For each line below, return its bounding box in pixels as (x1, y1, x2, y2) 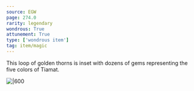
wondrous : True (6, 25, 45, 32)
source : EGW (6, 8, 36, 15)
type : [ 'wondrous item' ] (6, 37, 69, 43)
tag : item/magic (6, 43, 47, 49)
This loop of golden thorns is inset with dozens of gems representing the (6, 59, 188, 67)
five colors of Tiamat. (6, 66, 59, 73)
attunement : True (6, 32, 50, 38)
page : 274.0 (6, 15, 36, 21)
